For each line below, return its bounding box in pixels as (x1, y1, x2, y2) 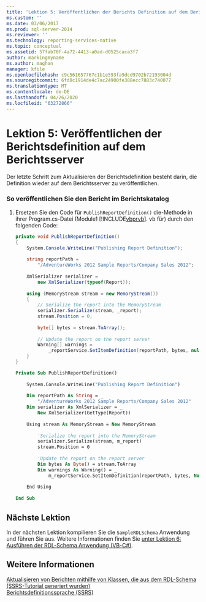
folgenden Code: (15, 221, 58, 229)
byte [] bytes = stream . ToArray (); (37, 324, 126, 331)
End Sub (15, 495, 35, 501)
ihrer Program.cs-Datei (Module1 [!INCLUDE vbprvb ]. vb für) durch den (15, 215, 194, 223)
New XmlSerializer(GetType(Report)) (37, 410, 131, 416)
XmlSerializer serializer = (26, 273, 98, 280)
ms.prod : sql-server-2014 (6, 26, 72, 32)
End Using (26, 484, 51, 490)
